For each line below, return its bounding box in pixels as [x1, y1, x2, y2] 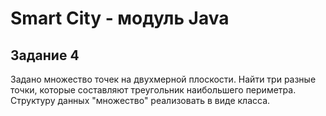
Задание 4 [10, 47, 80, 64]
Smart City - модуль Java [10, 7, 230, 30]
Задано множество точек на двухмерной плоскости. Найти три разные [10, 73, 317, 85]
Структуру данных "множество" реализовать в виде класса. [10, 95, 271, 106]
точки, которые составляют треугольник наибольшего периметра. [10, 84, 297, 96]
